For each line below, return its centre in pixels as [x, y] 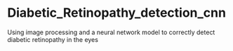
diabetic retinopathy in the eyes [53, 39]
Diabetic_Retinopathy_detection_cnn [117, 13]
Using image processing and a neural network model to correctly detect [111, 32]
